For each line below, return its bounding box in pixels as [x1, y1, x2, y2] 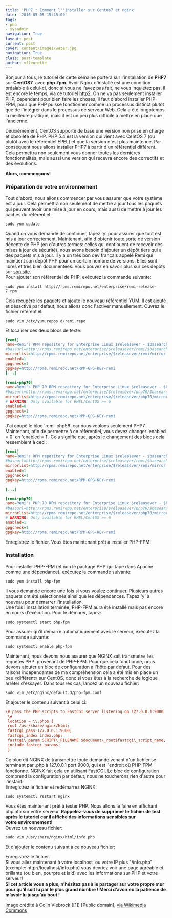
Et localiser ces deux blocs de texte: [5, 327, 82, 333]
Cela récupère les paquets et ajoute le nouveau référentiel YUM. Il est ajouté [5, 297, 166, 304]
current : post [5, 41, 36, 46]
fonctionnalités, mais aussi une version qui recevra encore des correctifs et [5, 155, 164, 161]
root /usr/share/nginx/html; [7, 723, 70, 728]
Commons [5, 907, 27, 913]
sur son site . [5, 268, 32, 275]
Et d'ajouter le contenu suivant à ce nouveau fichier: [5, 844, 115, 850]
